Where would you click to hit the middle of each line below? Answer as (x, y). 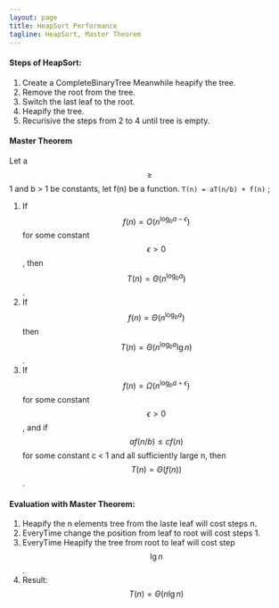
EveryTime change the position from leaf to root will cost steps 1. (141, 533)
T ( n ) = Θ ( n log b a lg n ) (156, 346)
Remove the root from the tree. (78, 92)
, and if (35, 428)
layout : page (33, 17)
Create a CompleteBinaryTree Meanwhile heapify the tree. (129, 82)
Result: (35, 580)
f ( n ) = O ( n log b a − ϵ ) (156, 221)
